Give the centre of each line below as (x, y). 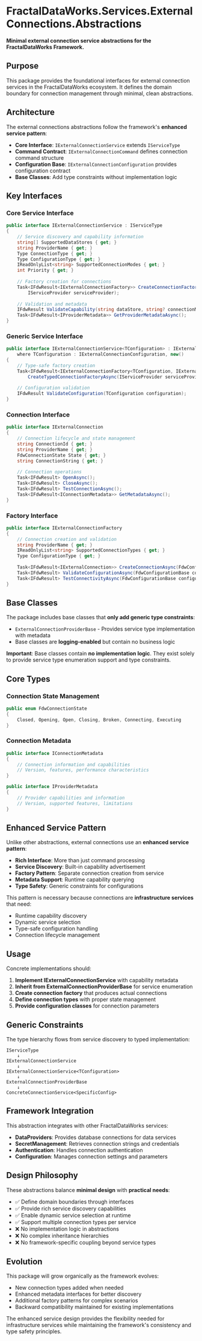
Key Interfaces (34, 196)
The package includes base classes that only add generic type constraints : (101, 617)
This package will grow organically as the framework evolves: (83, 1276)
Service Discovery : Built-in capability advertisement (80, 867)
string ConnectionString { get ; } (60, 461)
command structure (39, 157)
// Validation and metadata (52, 304)
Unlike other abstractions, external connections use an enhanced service (98, 842)
